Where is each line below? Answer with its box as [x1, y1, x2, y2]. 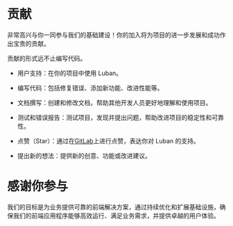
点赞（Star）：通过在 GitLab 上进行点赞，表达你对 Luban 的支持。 [17, 136, 200, 145]
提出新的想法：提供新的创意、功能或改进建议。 [17, 151, 151, 160]
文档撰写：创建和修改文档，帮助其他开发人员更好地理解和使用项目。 [17, 98, 212, 106]
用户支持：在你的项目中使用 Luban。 [17, 69, 123, 77]
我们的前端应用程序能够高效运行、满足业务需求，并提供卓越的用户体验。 [12, 211, 220, 220]
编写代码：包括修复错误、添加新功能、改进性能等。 [17, 83, 164, 92]
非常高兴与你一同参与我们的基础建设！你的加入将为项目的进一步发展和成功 [7, 31, 220, 39]
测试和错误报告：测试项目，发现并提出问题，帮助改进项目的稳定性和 [17, 113, 212, 122]
